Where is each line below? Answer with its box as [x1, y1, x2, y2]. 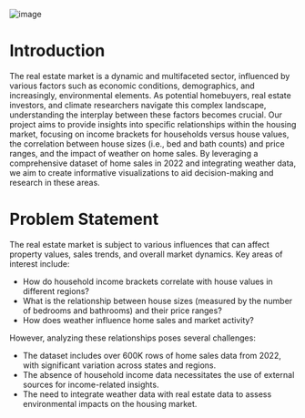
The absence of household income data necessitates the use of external [22, 369, 295, 380]
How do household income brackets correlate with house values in [22, 276, 273, 287]
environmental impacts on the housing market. [22, 398, 198, 409]
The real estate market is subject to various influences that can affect [9, 239, 270, 250]
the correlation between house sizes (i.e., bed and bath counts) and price [9, 138, 285, 149]
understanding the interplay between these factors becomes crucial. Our [9, 109, 282, 120]
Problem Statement [9, 209, 159, 229]
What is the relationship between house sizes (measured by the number [22, 295, 293, 306]
